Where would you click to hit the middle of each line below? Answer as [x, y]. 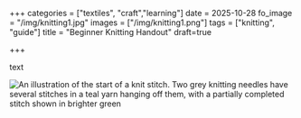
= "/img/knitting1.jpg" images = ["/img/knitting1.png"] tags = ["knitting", [142, 23]
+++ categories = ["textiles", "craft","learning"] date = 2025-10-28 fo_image [151, 13]
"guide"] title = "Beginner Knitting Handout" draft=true [111, 32]
